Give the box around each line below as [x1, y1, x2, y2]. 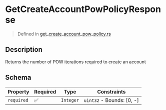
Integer [60, 97, 79, 103]
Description [5, 45, 42, 54]
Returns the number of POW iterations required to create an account [5, 59, 146, 65]
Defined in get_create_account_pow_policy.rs [17, 31, 111, 37]
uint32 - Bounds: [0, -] [83, 96, 139, 103]
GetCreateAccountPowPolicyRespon [5, 4, 161, 15]
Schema [5, 73, 31, 82]
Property [7, 88, 29, 95]
